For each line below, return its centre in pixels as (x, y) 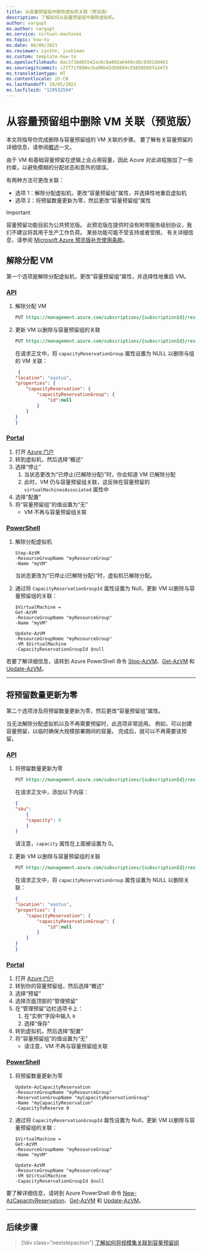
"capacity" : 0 (44, 820)
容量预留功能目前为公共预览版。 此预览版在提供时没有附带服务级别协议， (96, 225)
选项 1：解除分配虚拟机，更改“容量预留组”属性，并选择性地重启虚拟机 (101, 192)
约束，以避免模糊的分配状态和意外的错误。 (59, 167)
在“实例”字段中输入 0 (50, 1016)
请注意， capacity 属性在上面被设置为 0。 (66, 844)
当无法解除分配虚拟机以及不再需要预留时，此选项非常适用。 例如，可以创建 (99, 723)
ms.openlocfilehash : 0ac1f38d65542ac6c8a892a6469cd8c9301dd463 (87, 62)
